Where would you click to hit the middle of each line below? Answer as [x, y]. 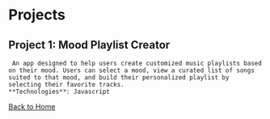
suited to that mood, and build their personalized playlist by [119, 78]
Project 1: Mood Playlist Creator [89, 45]
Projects [37, 15]
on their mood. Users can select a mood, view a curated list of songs [131, 70]
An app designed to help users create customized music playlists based [137, 63]
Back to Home [32, 106]
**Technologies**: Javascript [59, 91]
